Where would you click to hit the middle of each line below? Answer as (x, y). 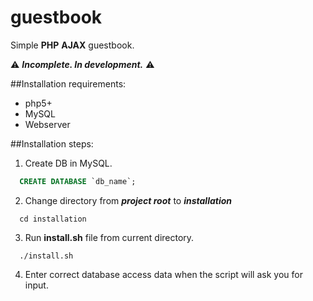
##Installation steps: (52, 143)
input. (36, 285)
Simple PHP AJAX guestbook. (72, 45)
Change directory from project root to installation (128, 200)
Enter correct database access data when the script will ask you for (163, 274)
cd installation (53, 219)
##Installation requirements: (68, 83)
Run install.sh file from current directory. (109, 237)
